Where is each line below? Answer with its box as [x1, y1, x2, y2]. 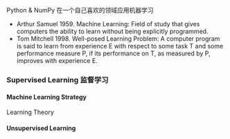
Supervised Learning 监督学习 [6, 75, 109, 84]
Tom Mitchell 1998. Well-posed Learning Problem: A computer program [16, 35, 220, 43]
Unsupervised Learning [6, 124, 76, 132]
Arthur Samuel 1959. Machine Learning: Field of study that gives [16, 20, 200, 28]
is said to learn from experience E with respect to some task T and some [16, 42, 224, 50]
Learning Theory [6, 108, 55, 116]
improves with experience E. [16, 57, 98, 64]
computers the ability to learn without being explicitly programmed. [16, 27, 209, 35]
